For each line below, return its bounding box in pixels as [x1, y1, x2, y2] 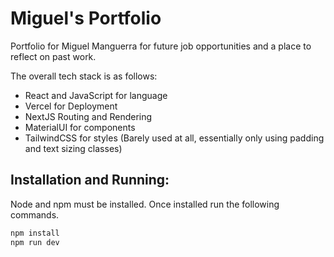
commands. [10, 208, 60, 221]
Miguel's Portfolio [10, 7, 162, 30]
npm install [10, 228, 60, 238]
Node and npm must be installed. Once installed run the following [10, 198, 280, 210]
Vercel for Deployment [24, 100, 118, 112]
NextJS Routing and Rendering [24, 110, 153, 122]
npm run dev [10, 237, 60, 247]
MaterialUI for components [24, 121, 136, 133]
